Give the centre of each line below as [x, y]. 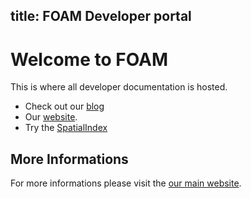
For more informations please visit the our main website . [126, 183]
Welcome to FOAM [89, 59]
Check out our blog [64, 106]
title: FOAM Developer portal [101, 16]
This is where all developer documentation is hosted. [119, 87]
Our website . [51, 117]
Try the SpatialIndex [66, 128]
